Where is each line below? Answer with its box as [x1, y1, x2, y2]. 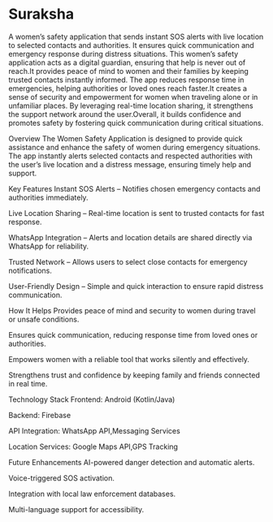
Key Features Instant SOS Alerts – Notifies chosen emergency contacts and [8, 183, 261, 193]
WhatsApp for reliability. [8, 241, 89, 251]
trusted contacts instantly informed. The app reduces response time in [8, 75, 245, 84]
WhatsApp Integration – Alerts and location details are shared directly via [8, 232, 253, 242]
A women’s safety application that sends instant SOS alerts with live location [8, 32, 264, 41]
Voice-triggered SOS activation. [8, 472, 115, 483]
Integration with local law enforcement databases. [8, 489, 176, 498]
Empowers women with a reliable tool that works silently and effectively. [8, 354, 250, 364]
